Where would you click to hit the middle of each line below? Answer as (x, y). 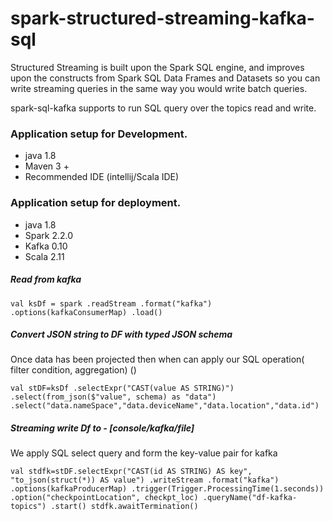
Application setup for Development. (99, 134)
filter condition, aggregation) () (73, 370)
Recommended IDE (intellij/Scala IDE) (102, 177)
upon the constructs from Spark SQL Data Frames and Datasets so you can (165, 78)
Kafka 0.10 (46, 246)
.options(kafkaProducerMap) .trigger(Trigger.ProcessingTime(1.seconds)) (167, 489)
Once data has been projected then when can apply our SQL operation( (157, 359)
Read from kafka (46, 279)
